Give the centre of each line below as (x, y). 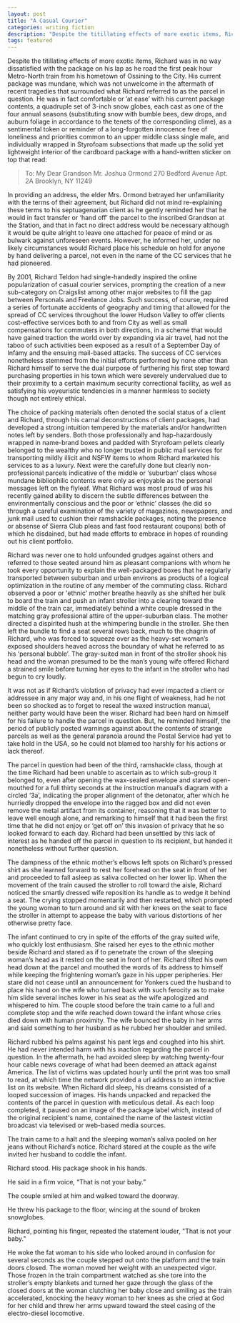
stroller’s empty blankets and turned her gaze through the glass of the (110, 1283)
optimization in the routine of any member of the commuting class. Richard (117, 586)
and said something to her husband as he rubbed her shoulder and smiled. (117, 1028)
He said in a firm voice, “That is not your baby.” (77, 1182)
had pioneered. (30, 263)
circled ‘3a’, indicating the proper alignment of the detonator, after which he (119, 795)
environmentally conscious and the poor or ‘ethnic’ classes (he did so (110, 504)
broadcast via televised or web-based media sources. (87, 1125)
